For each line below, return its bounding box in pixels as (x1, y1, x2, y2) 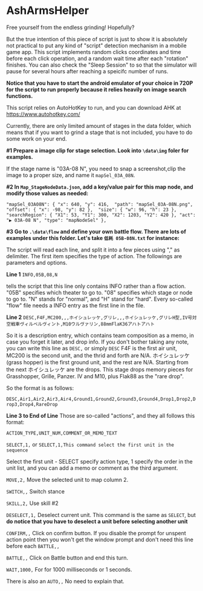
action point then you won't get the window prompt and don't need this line (6, 536, 193, 543)
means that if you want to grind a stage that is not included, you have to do (6, 129, 193, 136)
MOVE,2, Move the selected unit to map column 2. (6, 476, 129, 483)
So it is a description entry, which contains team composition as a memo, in (6, 332, 195, 339)
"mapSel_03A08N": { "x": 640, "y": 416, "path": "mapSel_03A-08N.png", (6, 201, 193, 207)
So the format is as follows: (6, 384, 74, 392)
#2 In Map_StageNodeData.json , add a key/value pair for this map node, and (6, 183, 193, 190)
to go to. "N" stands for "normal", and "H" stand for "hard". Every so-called (6, 295, 193, 302)
